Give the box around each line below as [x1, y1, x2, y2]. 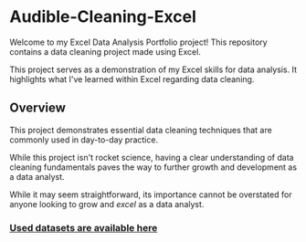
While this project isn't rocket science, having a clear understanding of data [9, 152, 294, 163]
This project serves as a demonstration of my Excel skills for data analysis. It [9, 64, 298, 75]
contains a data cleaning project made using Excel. [9, 46, 201, 57]
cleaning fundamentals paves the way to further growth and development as [9, 162, 298, 173]
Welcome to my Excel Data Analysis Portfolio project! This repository [9, 37, 268, 47]
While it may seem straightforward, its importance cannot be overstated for [9, 189, 292, 200]
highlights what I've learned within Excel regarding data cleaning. [9, 73, 255, 84]
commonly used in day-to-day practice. [9, 134, 158, 145]
